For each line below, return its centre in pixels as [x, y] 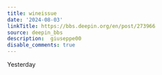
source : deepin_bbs [35, 32]
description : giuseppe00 [44, 39]
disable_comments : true [41, 45]
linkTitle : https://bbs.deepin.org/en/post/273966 [81, 26]
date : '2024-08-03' [35, 20]
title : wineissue [32, 13]
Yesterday [21, 64]
